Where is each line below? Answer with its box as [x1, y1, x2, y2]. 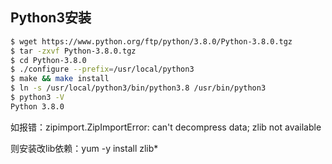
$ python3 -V [10, 93, 65, 103]
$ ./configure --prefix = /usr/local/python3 [10, 64, 195, 75]
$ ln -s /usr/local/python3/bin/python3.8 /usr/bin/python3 [10, 83, 267, 93]
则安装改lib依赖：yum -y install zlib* [10, 142, 159, 154]
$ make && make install [10, 74, 110, 84]
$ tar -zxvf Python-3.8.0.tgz [10, 46, 137, 56]
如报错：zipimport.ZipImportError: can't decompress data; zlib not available [10, 121, 322, 133]
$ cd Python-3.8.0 [10, 55, 87, 65]
